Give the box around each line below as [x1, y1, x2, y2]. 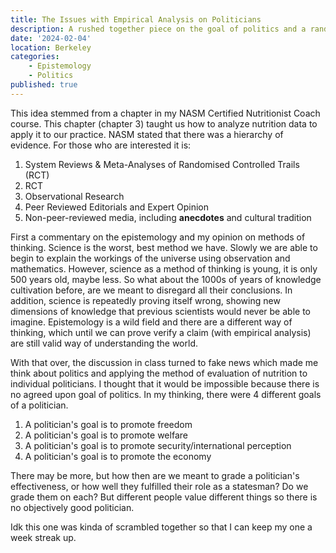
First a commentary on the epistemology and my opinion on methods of [10, 231, 306, 243]
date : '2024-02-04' [10, 33, 92, 43]
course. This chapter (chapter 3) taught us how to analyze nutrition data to [10, 117, 318, 130]
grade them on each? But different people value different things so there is [10, 491, 318, 503]
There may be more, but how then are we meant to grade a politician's [10, 469, 300, 481]
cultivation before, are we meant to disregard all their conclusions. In [10, 284, 293, 296]
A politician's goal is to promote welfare [24, 429, 188, 441]
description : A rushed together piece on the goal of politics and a [10, 24, 307, 34]
